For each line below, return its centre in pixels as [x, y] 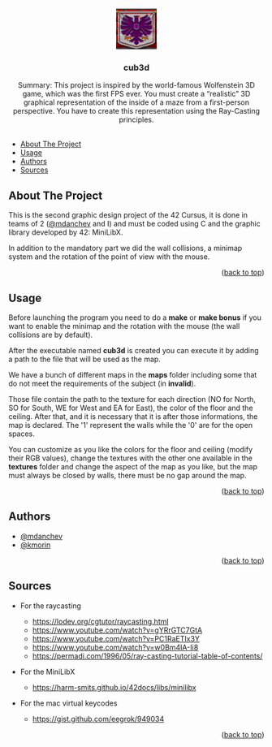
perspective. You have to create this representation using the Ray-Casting [136, 111]
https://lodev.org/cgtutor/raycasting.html [100, 621]
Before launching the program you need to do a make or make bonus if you [135, 317]
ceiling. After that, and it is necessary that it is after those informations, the [133, 416]
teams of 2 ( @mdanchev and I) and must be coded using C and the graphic [135, 224]
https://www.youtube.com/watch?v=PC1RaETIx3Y [116, 638]
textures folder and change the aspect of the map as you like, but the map [133, 466]
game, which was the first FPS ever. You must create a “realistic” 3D [136, 94]
